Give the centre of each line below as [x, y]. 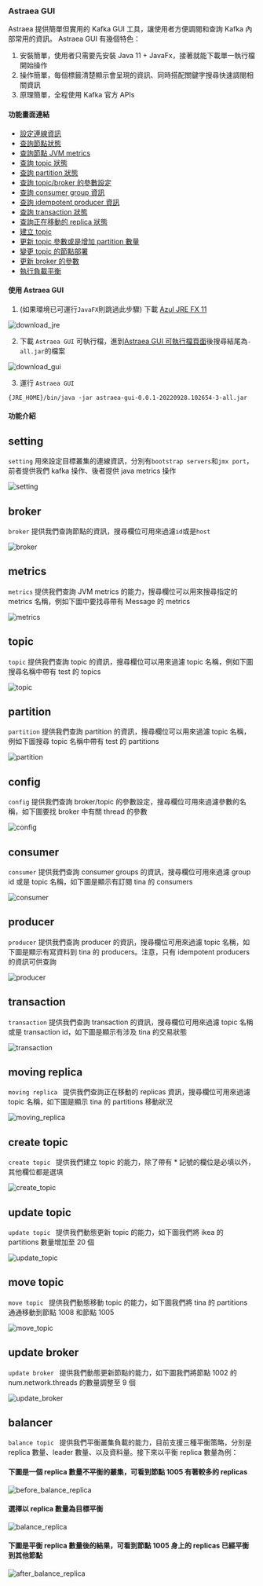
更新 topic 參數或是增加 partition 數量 [79, 241]
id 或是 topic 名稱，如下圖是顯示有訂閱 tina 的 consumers [100, 881]
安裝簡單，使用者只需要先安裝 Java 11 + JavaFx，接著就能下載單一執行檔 [137, 56]
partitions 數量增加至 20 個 [51, 1242]
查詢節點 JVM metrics [55, 153]
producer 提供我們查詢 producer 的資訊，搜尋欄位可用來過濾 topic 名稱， [126, 942]
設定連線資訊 [40, 133]
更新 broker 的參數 [49, 261]
